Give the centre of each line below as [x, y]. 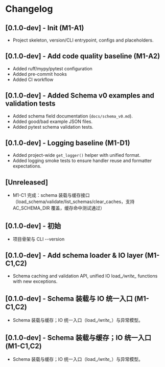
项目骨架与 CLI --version [39, 239]
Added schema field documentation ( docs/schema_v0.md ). [73, 116]
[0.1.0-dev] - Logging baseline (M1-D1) [68, 143]
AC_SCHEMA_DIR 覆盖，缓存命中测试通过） [59, 208]
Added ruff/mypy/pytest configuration [53, 68]
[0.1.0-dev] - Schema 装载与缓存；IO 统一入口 [78, 338]
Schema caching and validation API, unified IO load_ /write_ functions [85, 276]
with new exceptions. [35, 281]
